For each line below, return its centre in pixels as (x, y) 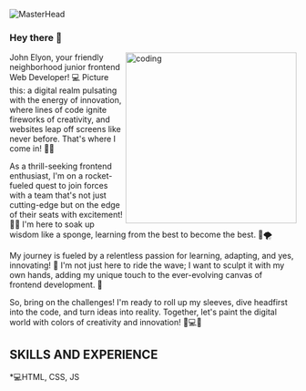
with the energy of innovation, (66, 100)
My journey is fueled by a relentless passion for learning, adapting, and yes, (152, 256)
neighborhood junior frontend (65, 67)
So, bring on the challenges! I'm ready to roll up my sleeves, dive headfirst (149, 303)
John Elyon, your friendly (56, 57)
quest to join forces (71, 186)
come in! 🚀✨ (32, 149)
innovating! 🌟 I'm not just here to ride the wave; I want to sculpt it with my (147, 265)
